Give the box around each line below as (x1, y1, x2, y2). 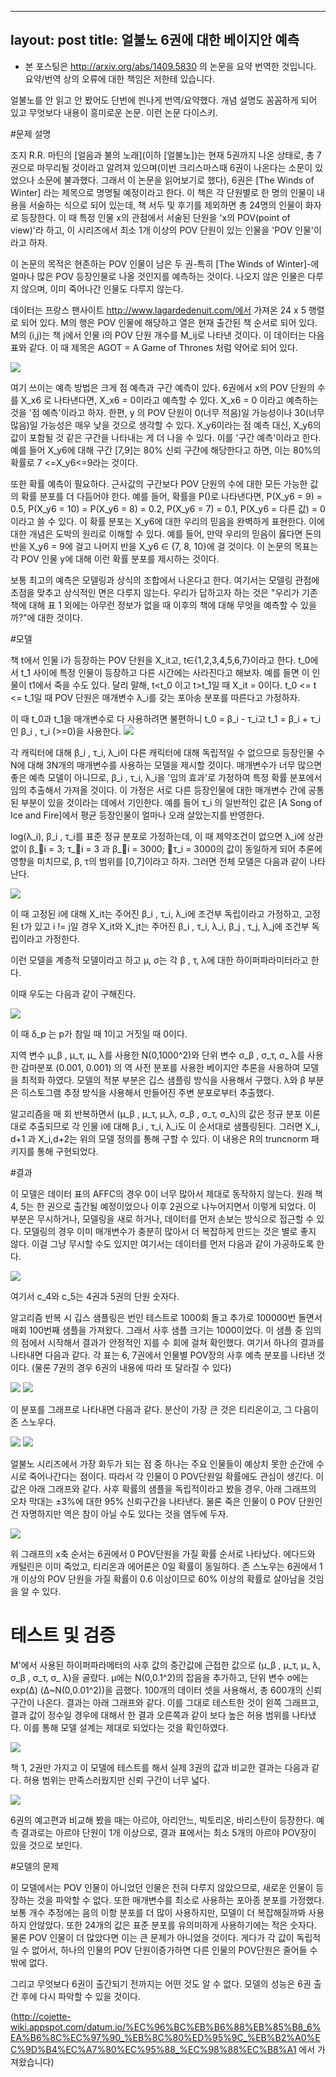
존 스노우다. (10, 1416, 57, 1428)
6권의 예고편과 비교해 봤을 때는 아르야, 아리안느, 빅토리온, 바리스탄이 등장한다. (10, 1814, 315, 1826)
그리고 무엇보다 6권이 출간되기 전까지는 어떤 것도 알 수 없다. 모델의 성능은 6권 (10, 1977, 312, 1990)
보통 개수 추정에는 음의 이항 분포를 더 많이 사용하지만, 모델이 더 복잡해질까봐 (10, 1906, 307, 1918)
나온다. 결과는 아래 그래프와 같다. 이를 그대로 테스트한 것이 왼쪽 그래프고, (36, 1696, 320, 1708)
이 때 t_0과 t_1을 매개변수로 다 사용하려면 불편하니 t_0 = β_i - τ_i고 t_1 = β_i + (10, 712, 308, 725)
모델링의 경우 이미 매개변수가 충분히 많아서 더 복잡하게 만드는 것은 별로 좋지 (23, 1225, 317, 1237)
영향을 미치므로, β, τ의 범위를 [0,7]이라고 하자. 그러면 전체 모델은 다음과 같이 (10, 855, 308, 867)
